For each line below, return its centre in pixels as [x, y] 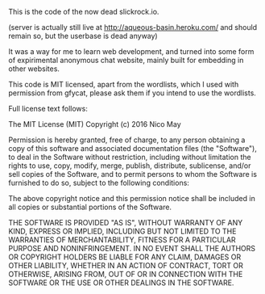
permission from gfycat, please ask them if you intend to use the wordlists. [132, 93]
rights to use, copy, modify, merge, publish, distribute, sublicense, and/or [130, 166]
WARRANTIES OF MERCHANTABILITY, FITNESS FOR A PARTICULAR [122, 240]
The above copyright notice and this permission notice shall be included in [132, 198]
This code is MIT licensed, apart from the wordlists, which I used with [124, 84]
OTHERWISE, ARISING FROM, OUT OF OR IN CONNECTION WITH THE [126, 274]
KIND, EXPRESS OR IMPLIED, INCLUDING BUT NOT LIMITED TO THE [122, 231]
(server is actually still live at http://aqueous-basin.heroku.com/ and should [133, 27]
